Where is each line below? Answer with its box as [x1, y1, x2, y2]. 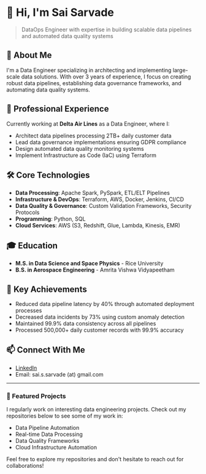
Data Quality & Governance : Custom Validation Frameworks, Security [15, 202, 192, 210]
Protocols [15, 208, 40, 216]
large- [172, 66, 188, 74]
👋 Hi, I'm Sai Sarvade [6, 6, 115, 20]
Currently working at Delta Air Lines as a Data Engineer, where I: [6, 120, 170, 128]
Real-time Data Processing [15, 430, 83, 438]
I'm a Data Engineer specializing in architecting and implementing [6, 66, 172, 74]
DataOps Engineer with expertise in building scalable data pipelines [21, 26, 192, 33]
